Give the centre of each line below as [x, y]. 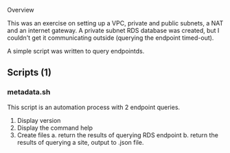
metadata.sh [29, 92]
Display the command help [55, 128]
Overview [21, 10]
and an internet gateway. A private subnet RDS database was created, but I [113, 31]
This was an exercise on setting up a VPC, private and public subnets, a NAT [115, 23]
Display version [39, 120]
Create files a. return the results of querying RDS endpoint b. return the [117, 135]
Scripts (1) [29, 72]
